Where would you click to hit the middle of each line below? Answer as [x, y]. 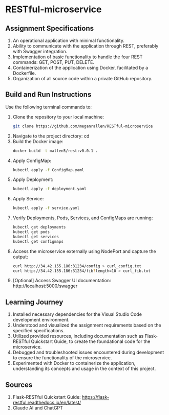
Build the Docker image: [38, 141]
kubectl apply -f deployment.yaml [49, 189]
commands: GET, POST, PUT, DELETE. [54, 62]
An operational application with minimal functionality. [68, 40]
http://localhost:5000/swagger [45, 286]
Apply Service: [28, 199]
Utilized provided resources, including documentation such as [78, 336]
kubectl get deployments [39, 227]
